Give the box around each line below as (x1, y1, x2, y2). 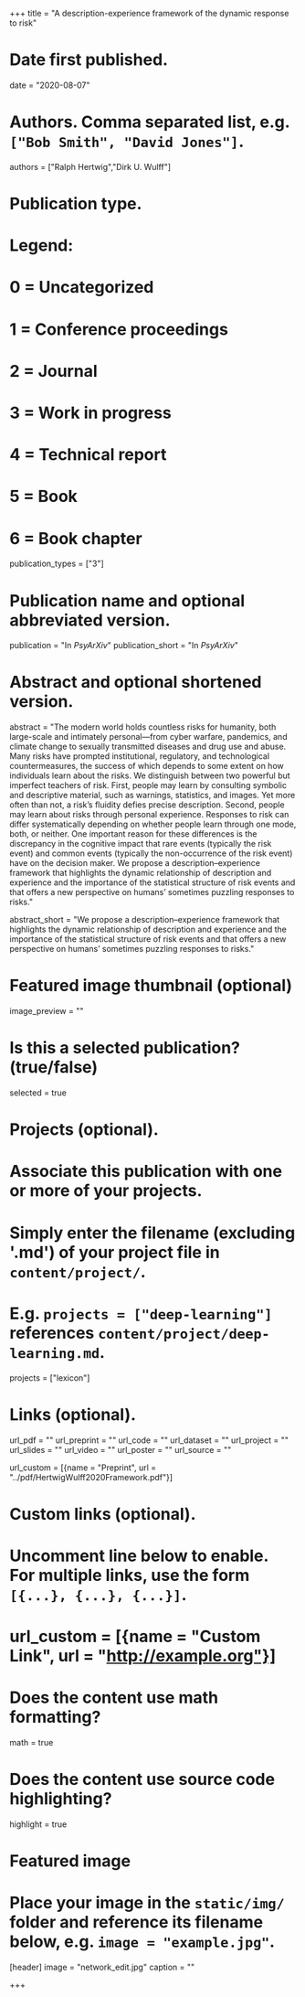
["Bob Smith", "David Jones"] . (9, 132, 245, 152)
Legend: (9, 235, 74, 256)
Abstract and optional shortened (9, 672, 262, 693)
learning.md (9, 1344, 100, 1362)
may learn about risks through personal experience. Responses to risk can (9, 809, 289, 820)
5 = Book (9, 486, 78, 507)
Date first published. (9, 49, 169, 70)
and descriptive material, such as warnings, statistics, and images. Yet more (9, 790, 296, 801)
